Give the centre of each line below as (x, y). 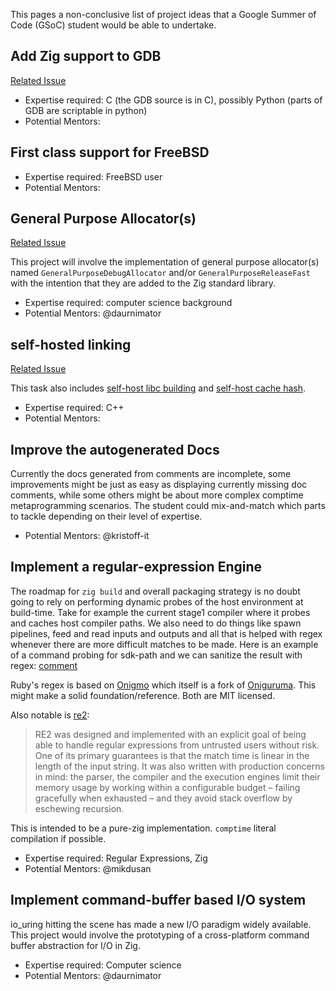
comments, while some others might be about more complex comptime (157, 495)
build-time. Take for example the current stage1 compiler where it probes (160, 612)
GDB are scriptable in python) (86, 110)
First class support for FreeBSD (110, 152)
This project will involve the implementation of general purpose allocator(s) (165, 262)
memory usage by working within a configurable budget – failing (167, 787)
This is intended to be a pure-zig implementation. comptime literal (143, 828)
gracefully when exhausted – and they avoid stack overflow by (163, 798)
